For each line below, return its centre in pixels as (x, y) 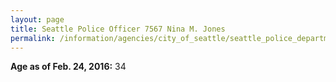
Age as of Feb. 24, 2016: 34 (68, 67)
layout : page (37, 19)
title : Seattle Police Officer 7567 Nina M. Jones (118, 29)
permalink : (33, 38)
